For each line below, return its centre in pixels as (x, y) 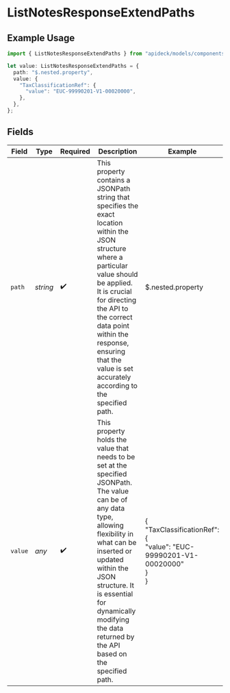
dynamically (116, 611)
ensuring (111, 351)
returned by (116, 637)
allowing (111, 525)
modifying (113, 620)
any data (111, 508)
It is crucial (114, 291)
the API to (113, 308)
